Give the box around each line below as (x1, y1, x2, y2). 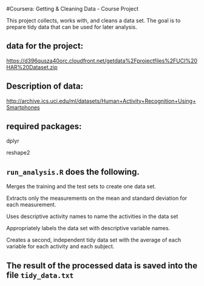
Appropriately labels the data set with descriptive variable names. (6, 225, 171, 232)
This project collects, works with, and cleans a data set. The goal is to (6, 17, 181, 24)
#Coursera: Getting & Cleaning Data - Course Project (6, 5, 138, 12)
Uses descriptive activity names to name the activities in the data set (6, 213, 178, 220)
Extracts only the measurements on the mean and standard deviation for (6, 194, 188, 202)
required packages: (6, 121, 82, 132)
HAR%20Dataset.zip (6, 63, 58, 70)
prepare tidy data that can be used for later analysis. (6, 24, 138, 30)
